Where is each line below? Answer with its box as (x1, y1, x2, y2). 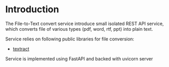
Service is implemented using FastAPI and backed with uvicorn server (5, 55, 153, 62)
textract (12, 46, 30, 52)
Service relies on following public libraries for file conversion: (5, 36, 135, 42)
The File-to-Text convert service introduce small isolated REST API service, (5, 20, 164, 27)
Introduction (5, 4, 59, 15)
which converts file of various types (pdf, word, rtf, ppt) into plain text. (5, 26, 153, 32)
